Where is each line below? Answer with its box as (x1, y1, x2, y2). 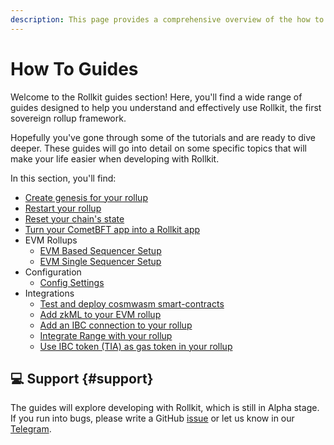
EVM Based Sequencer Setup (39, 244, 162, 256)
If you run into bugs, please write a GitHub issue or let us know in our (10, 412, 295, 425)
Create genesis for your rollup (24, 191, 148, 203)
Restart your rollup (24, 202, 102, 214)
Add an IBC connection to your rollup (39, 319, 193, 331)
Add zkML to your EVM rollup (39, 308, 162, 320)
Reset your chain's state (24, 212, 125, 225)
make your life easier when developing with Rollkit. (10, 152, 220, 165)
